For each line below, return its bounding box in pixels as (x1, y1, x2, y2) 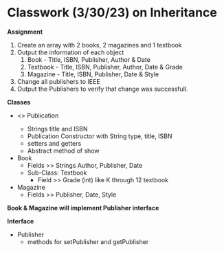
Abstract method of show (27, 146, 100, 155)
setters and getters (27, 139, 82, 147)
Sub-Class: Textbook (27, 168, 87, 177)
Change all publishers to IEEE (16, 77, 101, 85)
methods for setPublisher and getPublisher (27, 237, 149, 245)
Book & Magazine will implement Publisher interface (7, 203, 159, 212)
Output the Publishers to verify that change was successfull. (16, 85, 188, 93)
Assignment (7, 27, 43, 36)
